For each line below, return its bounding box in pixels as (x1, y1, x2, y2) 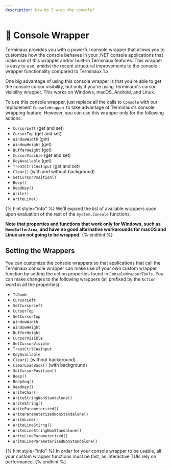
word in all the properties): (5, 281, 61, 288)
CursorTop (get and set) (12, 130, 62, 136)
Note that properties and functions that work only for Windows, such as (5, 221, 161, 227)
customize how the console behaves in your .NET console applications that (5, 52, 163, 58)
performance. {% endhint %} (5, 459, 66, 465)
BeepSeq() (12, 379, 34, 385)
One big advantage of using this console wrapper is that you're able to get (5, 78, 162, 84)
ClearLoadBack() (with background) (12, 362, 88, 368)
